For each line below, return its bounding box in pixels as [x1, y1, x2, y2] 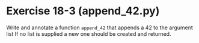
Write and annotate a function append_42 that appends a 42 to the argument [6, 24, 194, 31]
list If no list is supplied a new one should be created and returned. [6, 30, 171, 37]
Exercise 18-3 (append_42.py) [6, 4, 160, 18]
